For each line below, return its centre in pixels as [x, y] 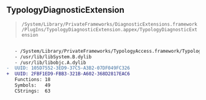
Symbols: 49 [32, 85]
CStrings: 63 [32, 91]
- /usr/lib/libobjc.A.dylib [50, 63]
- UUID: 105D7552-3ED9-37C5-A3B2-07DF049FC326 [68, 68]
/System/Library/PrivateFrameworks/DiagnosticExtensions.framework [109, 24]
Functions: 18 [32, 80]
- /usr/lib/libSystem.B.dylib [53, 57]
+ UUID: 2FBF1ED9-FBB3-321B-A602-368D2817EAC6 [68, 74]
